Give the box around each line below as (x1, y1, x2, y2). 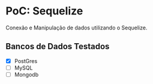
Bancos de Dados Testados (5, 41, 110, 52)
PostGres (14, 57, 38, 64)
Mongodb (14, 71, 39, 78)
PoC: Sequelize (5, 4, 83, 18)
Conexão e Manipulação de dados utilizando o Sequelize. (5, 24, 148, 31)
